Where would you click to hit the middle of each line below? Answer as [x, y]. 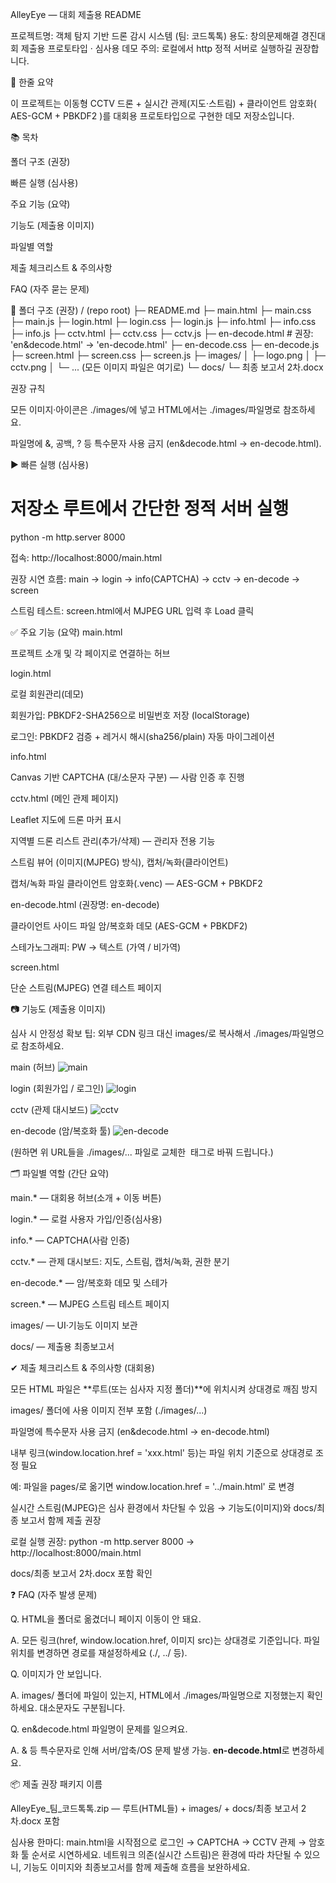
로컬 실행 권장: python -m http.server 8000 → [102, 1541]
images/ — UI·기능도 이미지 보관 [74, 1325]
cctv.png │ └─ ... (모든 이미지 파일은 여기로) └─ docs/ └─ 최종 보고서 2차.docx [167, 367]
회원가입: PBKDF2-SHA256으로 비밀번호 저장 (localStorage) [130, 715]
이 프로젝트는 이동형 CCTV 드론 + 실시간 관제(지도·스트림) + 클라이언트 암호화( [163, 103]
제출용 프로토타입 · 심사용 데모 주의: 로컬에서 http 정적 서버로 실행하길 [156, 48]
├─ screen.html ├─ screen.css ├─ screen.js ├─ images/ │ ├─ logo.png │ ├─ [168, 355]
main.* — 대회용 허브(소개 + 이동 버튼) [86, 1197]
